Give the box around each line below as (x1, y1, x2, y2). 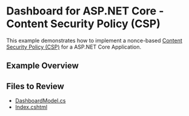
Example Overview (6, 61, 79, 71)
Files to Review (6, 81, 65, 91)
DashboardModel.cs (15, 97, 66, 105)
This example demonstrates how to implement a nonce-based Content (6, 37, 183, 44)
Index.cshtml (15, 103, 47, 111)
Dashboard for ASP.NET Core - (6, 4, 164, 18)
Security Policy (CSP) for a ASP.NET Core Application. (6, 43, 142, 50)
